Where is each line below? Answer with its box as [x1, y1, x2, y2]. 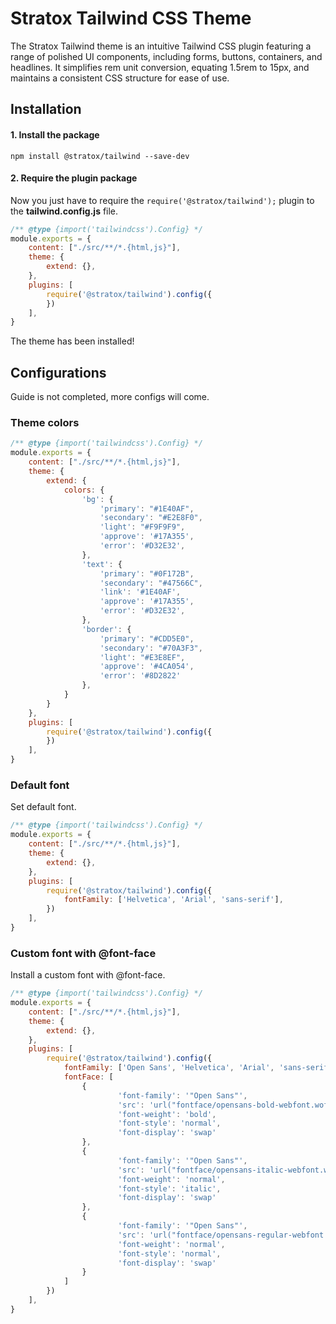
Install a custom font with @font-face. [10, 969, 166, 981]
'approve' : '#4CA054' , [99, 662, 195, 672]
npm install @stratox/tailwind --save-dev [10, 151, 190, 161]
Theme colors [10, 416, 80, 430]
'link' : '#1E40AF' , [99, 587, 182, 597]
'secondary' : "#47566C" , [99, 578, 203, 588]
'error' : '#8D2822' [99, 671, 182, 681]
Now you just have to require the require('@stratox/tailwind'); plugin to [10, 194, 315, 206]
